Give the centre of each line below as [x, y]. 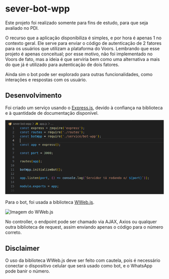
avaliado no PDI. [22, 28]
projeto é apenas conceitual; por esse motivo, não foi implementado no [79, 54]
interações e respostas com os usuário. [46, 80]
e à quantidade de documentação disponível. [52, 113]
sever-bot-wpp [38, 9]
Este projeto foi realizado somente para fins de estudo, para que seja [77, 23]
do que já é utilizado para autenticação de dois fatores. [62, 64]
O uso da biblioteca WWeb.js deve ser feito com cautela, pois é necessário [83, 260]
